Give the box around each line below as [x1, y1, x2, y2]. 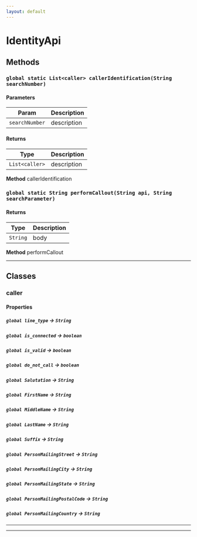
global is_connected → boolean [6, 332, 82, 339]
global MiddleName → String [6, 406, 74, 413]
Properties [6, 303, 33, 311]
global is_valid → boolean [6, 346, 72, 353]
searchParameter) [6, 195, 56, 202]
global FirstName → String [6, 391, 72, 398]
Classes [6, 271, 36, 281]
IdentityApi [6, 34, 62, 47]
